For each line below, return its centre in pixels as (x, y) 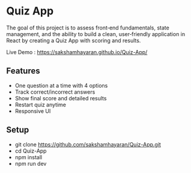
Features (23, 71)
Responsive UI (33, 111)
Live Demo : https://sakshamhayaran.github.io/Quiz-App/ (77, 52)
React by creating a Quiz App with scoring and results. (74, 40)
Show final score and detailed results (61, 98)
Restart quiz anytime (40, 105)
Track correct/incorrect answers (55, 92)
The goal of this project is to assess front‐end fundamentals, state (88, 28)
